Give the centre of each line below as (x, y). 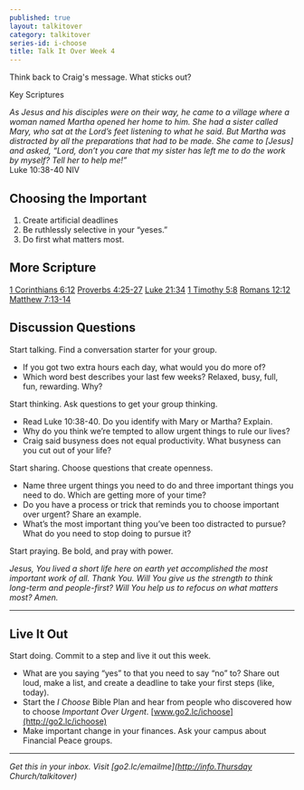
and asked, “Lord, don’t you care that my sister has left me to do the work (148, 151)
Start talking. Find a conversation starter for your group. (113, 349)
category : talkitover (50, 34)
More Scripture (53, 268)
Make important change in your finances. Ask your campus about (144, 731)
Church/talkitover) (43, 776)
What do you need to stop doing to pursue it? (107, 533)
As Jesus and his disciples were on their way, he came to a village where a (149, 112)
